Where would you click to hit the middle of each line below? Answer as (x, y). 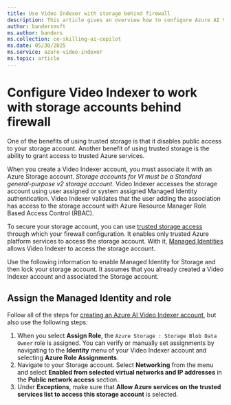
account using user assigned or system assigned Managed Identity (102, 191)
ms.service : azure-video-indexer (55, 52)
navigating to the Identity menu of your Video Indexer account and (112, 350)
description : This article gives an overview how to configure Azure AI (113, 20)
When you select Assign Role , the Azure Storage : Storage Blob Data (117, 335)
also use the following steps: (47, 322)
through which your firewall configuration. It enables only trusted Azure (108, 234)
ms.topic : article (33, 59)
